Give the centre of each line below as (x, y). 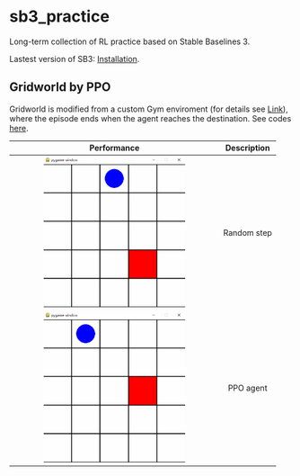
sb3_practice (60, 17)
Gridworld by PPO (60, 87)
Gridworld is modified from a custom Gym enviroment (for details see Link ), (149, 109)
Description (247, 148)
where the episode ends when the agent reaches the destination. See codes (150, 118)
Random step (247, 232)
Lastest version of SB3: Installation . (75, 58)
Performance (115, 148)
